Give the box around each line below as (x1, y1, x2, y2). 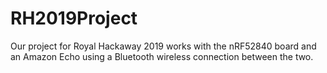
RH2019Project (10, 7, 138, 30)
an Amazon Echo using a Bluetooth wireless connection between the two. (10, 50, 314, 62)
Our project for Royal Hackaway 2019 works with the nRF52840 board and (10, 40, 317, 52)
